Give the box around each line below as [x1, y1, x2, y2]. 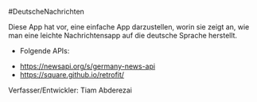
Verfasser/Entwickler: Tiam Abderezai [8, 85, 133, 95]
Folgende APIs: [19, 46, 70, 55]
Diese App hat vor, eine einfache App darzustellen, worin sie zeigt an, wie [8, 22, 250, 31]
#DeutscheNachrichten [8, 7, 85, 16]
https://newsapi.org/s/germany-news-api [19, 61, 156, 71]
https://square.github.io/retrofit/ [19, 70, 125, 79]
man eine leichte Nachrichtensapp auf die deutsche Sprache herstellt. [8, 31, 237, 40]
